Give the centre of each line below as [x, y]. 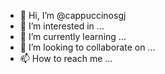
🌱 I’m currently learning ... [73, 36]
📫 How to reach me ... [66, 58]
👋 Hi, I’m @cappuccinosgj [73, 15]
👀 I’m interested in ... [62, 26]
